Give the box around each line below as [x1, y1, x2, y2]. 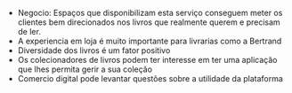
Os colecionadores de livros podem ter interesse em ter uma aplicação [17, 55, 278, 65]
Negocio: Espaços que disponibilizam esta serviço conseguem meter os [17, 8, 283, 18]
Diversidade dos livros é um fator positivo [17, 45, 171, 56]
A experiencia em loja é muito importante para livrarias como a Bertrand [17, 35, 282, 46]
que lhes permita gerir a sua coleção [17, 64, 153, 74]
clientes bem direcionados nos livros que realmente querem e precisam [17, 17, 280, 27]
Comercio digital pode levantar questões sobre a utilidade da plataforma [17, 74, 283, 83]
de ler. [17, 27, 42, 36]
